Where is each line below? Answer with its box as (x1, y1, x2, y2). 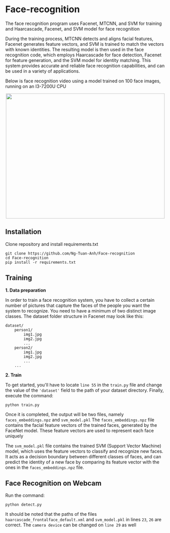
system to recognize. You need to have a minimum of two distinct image (5, 307, 156, 313)
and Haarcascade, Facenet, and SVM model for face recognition (5, 25, 140, 32)
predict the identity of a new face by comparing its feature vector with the (5, 459, 160, 465)
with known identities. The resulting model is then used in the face (5, 46, 144, 52)
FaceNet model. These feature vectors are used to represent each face (5, 427, 154, 433)
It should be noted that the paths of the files (5, 511, 97, 517)
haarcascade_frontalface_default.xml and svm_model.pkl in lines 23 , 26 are (5, 517, 161, 523)
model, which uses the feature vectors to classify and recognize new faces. (5, 448, 163, 454)
